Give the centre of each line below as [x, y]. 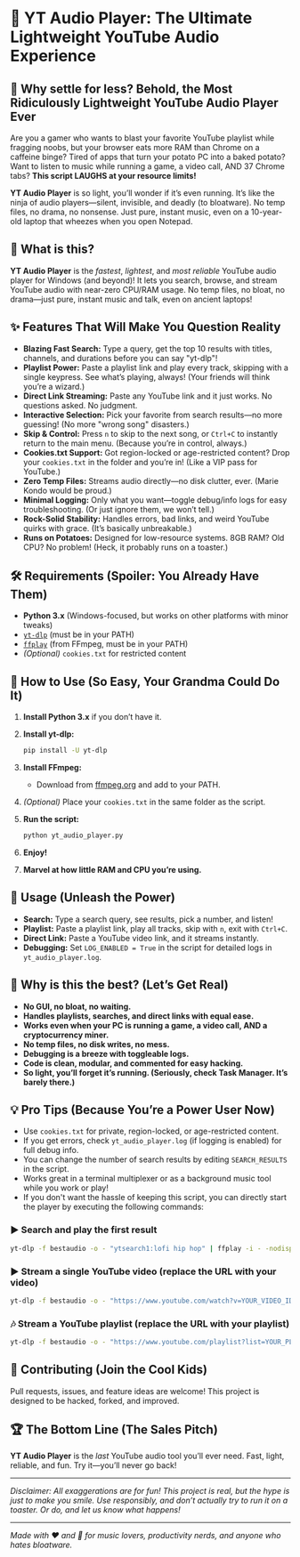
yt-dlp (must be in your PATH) [78, 634]
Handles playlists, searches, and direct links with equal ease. [138, 1016]
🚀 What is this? [52, 250]
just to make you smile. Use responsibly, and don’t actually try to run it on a [149, 1500]
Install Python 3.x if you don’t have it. [92, 717]
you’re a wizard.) [54, 386]
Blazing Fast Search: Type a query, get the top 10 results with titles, [147, 348]
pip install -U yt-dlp [65, 751]
